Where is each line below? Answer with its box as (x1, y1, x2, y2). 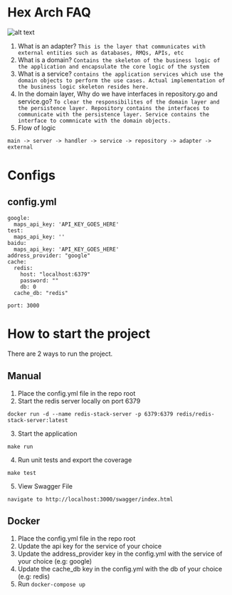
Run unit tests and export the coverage (17, 455, 132, 464)
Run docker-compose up (17, 579, 85, 588)
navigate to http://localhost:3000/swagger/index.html (7, 496, 174, 503)
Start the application (17, 429, 78, 438)
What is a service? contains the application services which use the (17, 69, 223, 78)
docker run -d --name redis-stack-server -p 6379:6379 (7, 410, 174, 418)
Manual (7, 370, 41, 382)
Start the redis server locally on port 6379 (17, 396, 141, 405)
